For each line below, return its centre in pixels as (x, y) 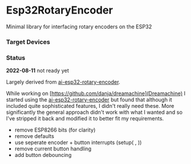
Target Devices (28, 42)
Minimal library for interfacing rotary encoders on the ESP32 (79, 27)
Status (16, 58)
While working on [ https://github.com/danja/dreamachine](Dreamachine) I (96, 94)
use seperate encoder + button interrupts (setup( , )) (78, 143)
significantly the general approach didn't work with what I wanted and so (94, 112)
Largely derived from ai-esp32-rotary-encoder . (63, 82)
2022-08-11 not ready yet (38, 71)
